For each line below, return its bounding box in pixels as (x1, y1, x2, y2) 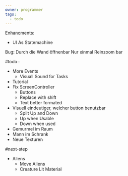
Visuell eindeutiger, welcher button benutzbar (12, 105, 106, 111)
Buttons (19, 89, 36, 95)
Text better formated (19, 100, 62, 106)
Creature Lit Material (19, 166, 62, 172)
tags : (5, 12, 16, 17)
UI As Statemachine (12, 40, 53, 45)
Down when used (19, 121, 56, 127)
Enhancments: (5, 30, 35, 36)
